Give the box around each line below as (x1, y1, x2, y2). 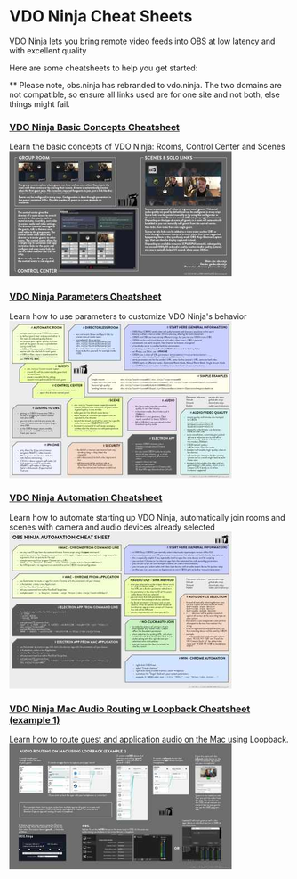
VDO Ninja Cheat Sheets (9, 6, 193, 27)
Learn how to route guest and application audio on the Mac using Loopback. (9, 734, 289, 745)
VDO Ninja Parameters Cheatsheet (9, 291, 162, 303)
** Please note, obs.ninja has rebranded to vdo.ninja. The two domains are (9, 79, 282, 90)
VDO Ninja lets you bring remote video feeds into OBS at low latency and (9, 36, 276, 46)
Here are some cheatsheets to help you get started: (9, 62, 198, 73)
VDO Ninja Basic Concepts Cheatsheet (9, 120, 181, 133)
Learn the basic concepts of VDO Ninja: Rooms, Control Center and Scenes (9, 141, 286, 152)
